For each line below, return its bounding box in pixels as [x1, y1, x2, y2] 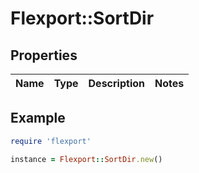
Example [10, 110, 66, 127]
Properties [10, 47, 78, 64]
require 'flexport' [10, 136, 92, 146]
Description [88, 77, 145, 90]
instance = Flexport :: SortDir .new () [10, 154, 163, 164]
